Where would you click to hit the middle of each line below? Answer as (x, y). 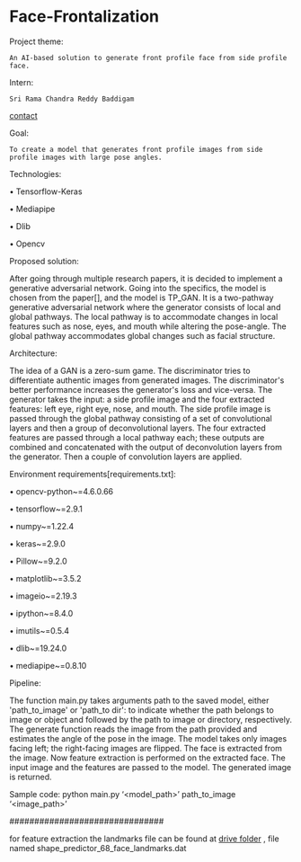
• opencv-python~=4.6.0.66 (62, 491)
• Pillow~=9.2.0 (38, 561)
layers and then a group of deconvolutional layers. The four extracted (138, 428)
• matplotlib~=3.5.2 (46, 578)
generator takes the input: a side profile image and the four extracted (137, 399)
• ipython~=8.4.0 (41, 613)
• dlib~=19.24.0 (38, 648)
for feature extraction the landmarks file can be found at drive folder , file (145, 839)
